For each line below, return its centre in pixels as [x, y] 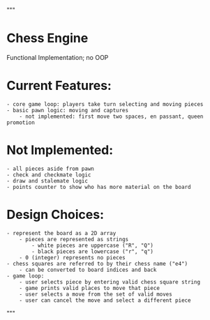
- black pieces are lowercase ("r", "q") [93, 251]
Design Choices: [55, 215]
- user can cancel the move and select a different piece [105, 300]
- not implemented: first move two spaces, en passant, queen [111, 116]
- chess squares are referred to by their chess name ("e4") [97, 264]
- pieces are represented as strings [74, 239]
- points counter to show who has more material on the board [99, 187]
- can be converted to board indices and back [88, 270]
